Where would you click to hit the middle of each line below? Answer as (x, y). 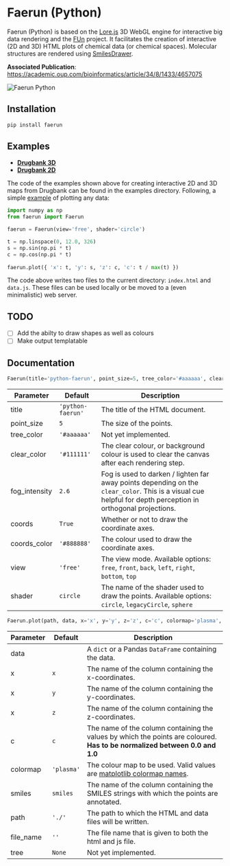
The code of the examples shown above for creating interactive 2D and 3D (112, 183)
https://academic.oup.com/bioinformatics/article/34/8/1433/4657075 (105, 74)
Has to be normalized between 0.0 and (151, 745)
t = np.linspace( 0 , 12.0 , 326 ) (52, 242)
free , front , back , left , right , (148, 568)
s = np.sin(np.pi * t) (39, 248)
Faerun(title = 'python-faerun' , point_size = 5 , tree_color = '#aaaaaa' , (107, 379)
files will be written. (118, 821)
